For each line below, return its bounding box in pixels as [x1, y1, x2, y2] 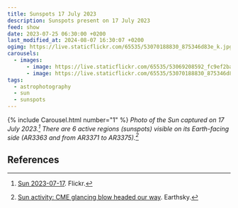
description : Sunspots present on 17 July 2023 [7, 17, 151, 24]
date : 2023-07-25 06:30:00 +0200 [7, 30, 106, 38]
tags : [7, 76, 23, 84]
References [7, 153, 59, 165]
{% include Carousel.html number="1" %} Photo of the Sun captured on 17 [7, 116, 225, 124]
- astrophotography [13, 83, 72, 90]
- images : [13, 57, 42, 64]
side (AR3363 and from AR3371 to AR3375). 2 [7, 132, 140, 142]
